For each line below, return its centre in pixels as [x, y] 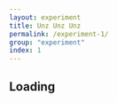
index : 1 [25, 51]
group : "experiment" [47, 42]
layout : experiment [45, 17]
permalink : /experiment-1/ [59, 34]
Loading [32, 87]
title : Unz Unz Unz [45, 26]
